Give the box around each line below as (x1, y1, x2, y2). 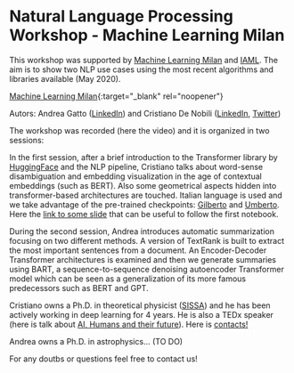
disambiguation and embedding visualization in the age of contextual (9, 171, 263, 182)
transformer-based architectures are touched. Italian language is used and (9, 190, 282, 200)
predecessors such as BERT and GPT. (9, 282, 149, 293)
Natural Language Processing (9, 6, 233, 27)
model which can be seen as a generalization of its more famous (9, 273, 247, 284)
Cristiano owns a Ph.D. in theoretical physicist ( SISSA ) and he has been (9, 300, 271, 311)
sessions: (9, 134, 45, 145)
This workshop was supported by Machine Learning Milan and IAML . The (9, 54, 279, 65)
